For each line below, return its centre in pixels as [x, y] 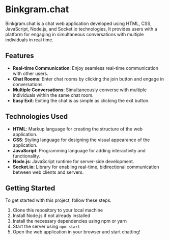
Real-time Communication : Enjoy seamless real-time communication [86, 68]
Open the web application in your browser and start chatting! [76, 232]
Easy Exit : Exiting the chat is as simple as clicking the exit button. [81, 100]
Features [20, 56]
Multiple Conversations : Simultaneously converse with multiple [79, 90]
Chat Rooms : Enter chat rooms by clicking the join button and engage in [88, 79]
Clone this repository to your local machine [58, 210]
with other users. [30, 73]
